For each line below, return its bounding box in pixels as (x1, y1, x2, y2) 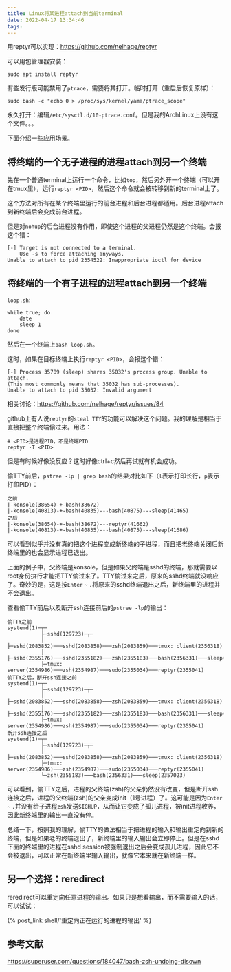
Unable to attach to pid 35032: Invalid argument (7, 387, 153, 394)
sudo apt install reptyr (7, 71, 78, 78)
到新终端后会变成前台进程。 (7, 207, 86, 216)
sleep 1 (19, 321, 41, 328)
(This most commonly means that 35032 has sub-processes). (7, 381, 180, 387)
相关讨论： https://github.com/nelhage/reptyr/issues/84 (7, 400, 164, 407)
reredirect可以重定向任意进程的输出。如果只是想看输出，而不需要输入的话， (7, 893, 222, 901)
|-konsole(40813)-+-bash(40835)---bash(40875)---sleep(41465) (7, 507, 189, 514)
